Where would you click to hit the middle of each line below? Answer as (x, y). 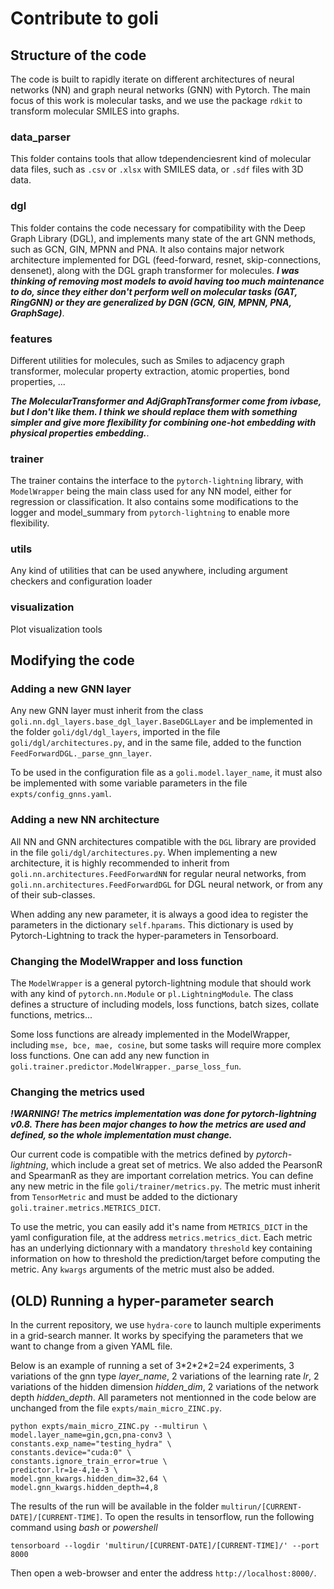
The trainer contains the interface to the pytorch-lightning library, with (157, 481)
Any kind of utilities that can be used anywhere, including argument (149, 571)
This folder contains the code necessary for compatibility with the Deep (158, 228)
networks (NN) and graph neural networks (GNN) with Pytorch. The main (160, 90)
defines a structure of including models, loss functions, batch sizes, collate (165, 1004)
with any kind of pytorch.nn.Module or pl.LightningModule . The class (152, 994)
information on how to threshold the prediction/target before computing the (165, 1259)
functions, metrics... (51, 1015)
